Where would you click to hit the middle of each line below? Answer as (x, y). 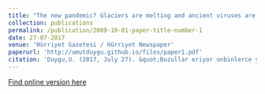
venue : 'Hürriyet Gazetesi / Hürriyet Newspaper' (91, 45)
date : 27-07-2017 (37, 38)
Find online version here (47, 82)
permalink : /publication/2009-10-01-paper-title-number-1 (105, 30)
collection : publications (50, 23)
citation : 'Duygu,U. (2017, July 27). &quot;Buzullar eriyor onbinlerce (130, 60)
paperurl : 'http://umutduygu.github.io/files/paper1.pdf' (105, 52)
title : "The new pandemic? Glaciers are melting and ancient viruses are (132, 15)
